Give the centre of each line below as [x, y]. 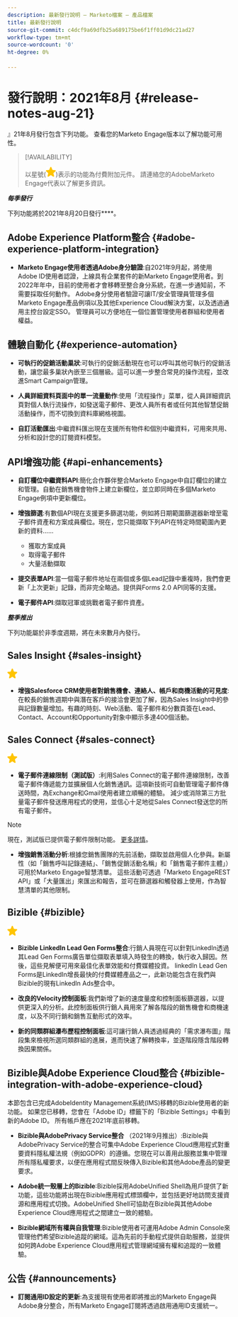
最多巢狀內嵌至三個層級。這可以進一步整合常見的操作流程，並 [132, 372]
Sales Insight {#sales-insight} [75, 655]
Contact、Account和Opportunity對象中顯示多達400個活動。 [105, 717]
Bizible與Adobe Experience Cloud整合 [93, 1073]
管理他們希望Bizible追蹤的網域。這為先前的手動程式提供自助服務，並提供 [124, 1236]
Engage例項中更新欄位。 [53, 498]
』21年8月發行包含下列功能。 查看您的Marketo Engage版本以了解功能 [109, 134]
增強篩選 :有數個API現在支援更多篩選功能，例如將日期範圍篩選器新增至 [120, 513]
